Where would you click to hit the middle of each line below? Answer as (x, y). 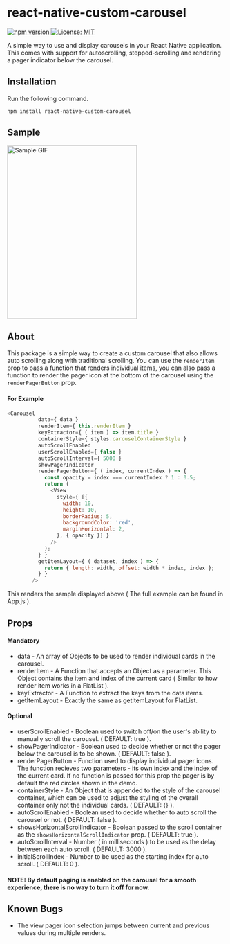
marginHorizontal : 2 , (94, 529)
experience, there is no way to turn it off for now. (78, 887)
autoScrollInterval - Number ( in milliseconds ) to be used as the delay (116, 842)
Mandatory (23, 641)
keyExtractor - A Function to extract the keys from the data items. (110, 693)
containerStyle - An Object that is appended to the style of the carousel (119, 790)
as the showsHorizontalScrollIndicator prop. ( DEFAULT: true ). (108, 835)
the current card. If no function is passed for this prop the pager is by (116, 776)
